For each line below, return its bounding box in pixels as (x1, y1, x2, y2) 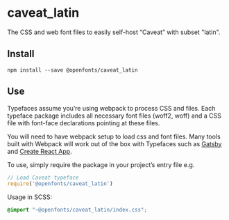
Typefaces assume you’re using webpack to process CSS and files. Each (7, 104, 216, 112)
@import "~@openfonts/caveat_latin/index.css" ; (7, 207, 148, 214)
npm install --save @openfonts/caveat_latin (7, 66, 138, 74)
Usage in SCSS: (7, 193, 53, 201)
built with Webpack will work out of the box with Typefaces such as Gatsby (7, 139, 222, 148)
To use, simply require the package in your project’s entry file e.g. (7, 160, 195, 168)
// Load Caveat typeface (7, 174, 79, 181)
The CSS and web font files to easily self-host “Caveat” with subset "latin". (7, 28, 221, 36)
